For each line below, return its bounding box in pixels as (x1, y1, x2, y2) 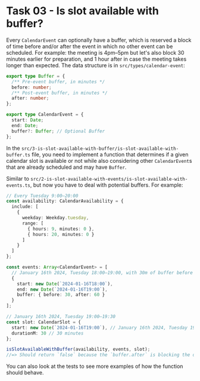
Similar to (6, 175, 30, 182)
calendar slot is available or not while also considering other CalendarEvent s (6, 157, 192, 164)
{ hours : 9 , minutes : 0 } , (27, 226, 95, 232)
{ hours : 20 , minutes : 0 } (27, 231, 95, 237)
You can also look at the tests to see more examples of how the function (6, 363, 183, 370)
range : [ (21, 220, 44, 226)
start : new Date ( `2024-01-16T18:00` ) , (17, 281, 113, 286)
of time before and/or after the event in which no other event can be (6, 43, 173, 50)
